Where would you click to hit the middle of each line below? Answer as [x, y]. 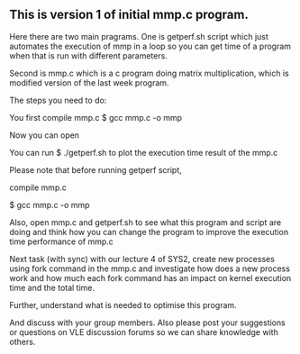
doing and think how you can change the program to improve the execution [149, 231]
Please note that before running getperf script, [95, 169]
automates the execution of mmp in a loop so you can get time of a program [150, 46]
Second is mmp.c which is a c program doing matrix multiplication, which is [150, 73]
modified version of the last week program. [89, 82]
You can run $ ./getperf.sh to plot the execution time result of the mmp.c [144, 152]
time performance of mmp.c [62, 241]
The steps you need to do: [58, 100]
